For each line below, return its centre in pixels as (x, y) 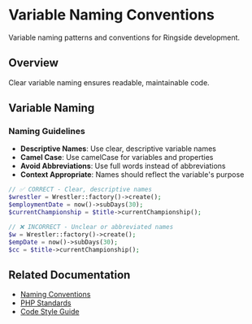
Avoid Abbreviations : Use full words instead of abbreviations (123, 166)
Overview (34, 63)
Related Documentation (70, 275)
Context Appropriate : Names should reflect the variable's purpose (132, 175)
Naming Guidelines (47, 132)
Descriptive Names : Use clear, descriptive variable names (118, 149)
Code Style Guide (50, 312)
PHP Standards (46, 303)
